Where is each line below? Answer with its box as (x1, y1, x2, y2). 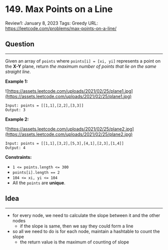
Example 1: (5, 78, 28, 84)
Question (5, 40, 34, 49)
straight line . (5, 69, 31, 75)
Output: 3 (5, 107, 26, 112)
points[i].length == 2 (12, 170, 60, 175)
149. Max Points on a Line (5, 4, 113, 15)
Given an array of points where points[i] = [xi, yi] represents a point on (5, 58, 161, 64)
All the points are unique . (12, 179, 66, 186)
